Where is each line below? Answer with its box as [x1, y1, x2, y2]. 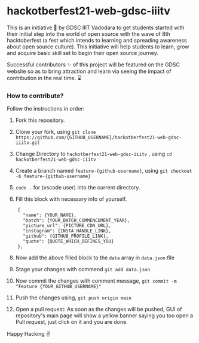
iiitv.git [15, 140, 41, 146]
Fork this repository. [15, 117, 65, 124]
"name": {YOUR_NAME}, [22, 212, 77, 219]
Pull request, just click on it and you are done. [15, 318, 128, 326]
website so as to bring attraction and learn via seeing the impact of [7, 68, 172, 75]
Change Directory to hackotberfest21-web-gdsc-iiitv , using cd [15, 151, 172, 158]
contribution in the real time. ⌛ [7, 74, 82, 81]
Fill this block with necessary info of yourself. [15, 195, 127, 203]
